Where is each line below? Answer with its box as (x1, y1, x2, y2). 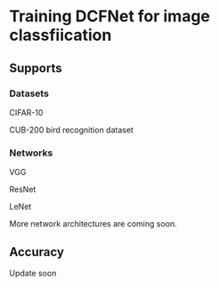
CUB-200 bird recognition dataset (9, 124, 134, 135)
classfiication (9, 25, 112, 45)
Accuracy (9, 244, 65, 259)
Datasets (9, 87, 49, 100)
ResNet (9, 184, 36, 195)
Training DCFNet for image (9, 6, 211, 27)
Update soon (9, 267, 57, 278)
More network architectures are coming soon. (9, 219, 177, 229)
